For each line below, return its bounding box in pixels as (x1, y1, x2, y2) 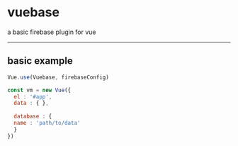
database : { (13, 113, 52, 120)
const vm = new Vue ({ (7, 86, 72, 94)
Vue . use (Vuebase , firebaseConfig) (7, 74, 110, 81)
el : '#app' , (13, 93, 52, 100)
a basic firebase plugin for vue (7, 28, 97, 36)
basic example (7, 55, 73, 67)
